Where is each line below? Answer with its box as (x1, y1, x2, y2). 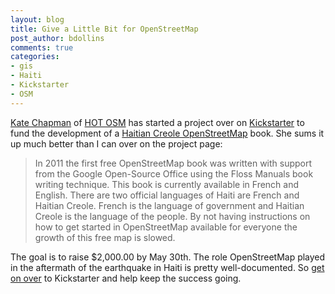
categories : (10, 52, 60, 62)
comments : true (10, 42, 74, 53)
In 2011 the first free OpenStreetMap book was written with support (34, 157, 313, 169)
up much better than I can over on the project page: (10, 137, 223, 150)
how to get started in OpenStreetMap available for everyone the (34, 221, 298, 233)
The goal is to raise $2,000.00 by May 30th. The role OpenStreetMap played (10, 251, 326, 263)
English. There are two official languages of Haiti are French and (34, 189, 300, 201)
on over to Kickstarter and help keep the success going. (10, 272, 242, 284)
